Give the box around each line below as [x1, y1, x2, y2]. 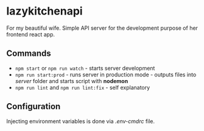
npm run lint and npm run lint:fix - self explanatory [15, 84, 150, 91]
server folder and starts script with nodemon [15, 77, 128, 84]
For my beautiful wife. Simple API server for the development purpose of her [6, 24, 198, 32]
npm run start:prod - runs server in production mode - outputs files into [15, 71, 197, 78]
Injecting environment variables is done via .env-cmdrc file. [6, 117, 155, 125]
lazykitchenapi [6, 4, 83, 18]
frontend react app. [6, 30, 55, 38]
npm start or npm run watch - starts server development [15, 64, 155, 72]
